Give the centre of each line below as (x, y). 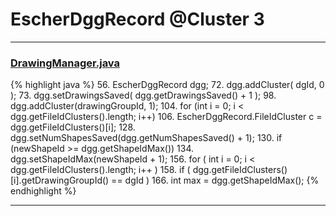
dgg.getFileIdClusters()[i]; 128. (73, 127)
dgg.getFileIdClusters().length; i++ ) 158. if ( (100, 170)
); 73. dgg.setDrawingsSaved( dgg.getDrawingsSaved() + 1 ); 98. (143, 95)
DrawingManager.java (65, 63)
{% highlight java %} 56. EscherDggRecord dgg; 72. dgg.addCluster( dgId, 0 (167, 85)
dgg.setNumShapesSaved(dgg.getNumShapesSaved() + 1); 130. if (146, 138)
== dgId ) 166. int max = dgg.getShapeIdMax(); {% (215, 180)
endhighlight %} (43, 191)
